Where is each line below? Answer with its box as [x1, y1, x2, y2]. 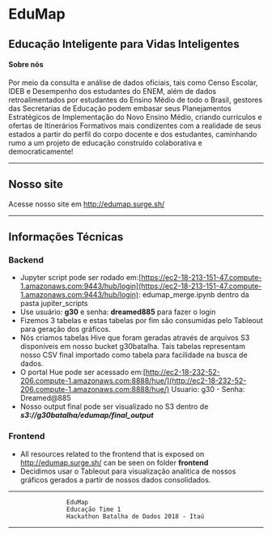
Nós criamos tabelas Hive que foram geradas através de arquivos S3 [19, 333, 250, 342]
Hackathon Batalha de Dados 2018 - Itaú [66, 512, 205, 521]
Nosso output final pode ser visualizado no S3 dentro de [19, 402, 209, 411]
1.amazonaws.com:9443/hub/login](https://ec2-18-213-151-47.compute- [19, 281, 262, 291]
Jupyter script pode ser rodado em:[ [19, 273, 142, 283]
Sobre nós [8, 60, 44, 70]
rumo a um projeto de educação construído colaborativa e [8, 138, 202, 147]
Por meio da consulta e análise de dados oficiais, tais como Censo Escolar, [8, 78, 258, 87]
